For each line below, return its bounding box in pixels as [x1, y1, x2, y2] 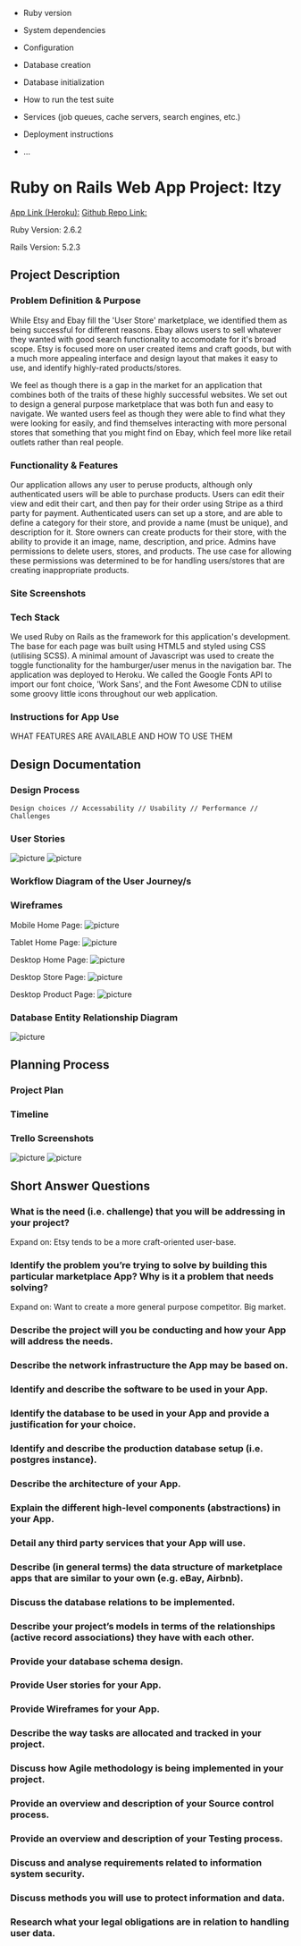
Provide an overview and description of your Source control [10, 1798, 275, 1810]
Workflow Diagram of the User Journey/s [10, 876, 192, 888]
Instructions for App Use [10, 711, 120, 723]
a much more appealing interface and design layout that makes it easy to [10, 352, 278, 363]
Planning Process [10, 1057, 110, 1072]
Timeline [10, 1108, 49, 1121]
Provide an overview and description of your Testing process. [10, 1832, 284, 1845]
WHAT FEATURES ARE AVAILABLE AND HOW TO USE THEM [10, 731, 233, 741]
